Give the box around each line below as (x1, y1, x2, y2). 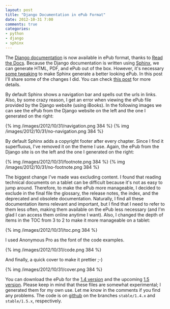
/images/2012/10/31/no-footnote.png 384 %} (5, 164, 100, 170)
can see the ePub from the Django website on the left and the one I (5, 107, 146, 113)
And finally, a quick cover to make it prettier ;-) (5, 256, 103, 262)
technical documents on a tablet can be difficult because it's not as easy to (5, 179, 163, 186)
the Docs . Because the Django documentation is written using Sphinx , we (5, 59, 159, 66)
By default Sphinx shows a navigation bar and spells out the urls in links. (5, 91, 157, 97)
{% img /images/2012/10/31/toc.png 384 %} (5, 227, 98, 233)
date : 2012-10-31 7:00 (5, 17, 53, 22)
